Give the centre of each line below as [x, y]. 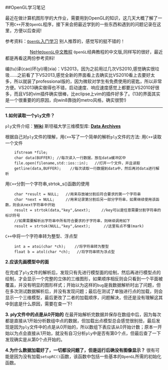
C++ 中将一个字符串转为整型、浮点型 [41, 236]
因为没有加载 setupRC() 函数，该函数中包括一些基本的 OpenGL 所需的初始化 [87, 356]
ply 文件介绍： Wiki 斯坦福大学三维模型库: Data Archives [63, 126]
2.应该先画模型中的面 [27, 262]
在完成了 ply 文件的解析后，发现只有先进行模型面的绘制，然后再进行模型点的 [83, 272]
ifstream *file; [31, 152]
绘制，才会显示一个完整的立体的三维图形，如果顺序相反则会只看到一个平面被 [84, 279]
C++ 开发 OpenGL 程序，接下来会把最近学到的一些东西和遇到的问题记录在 [85, 24]
